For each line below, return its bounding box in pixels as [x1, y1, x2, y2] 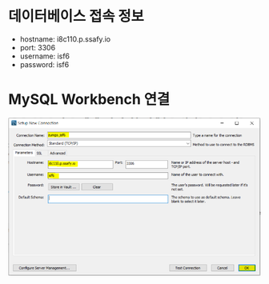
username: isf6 [19, 51, 70, 61]
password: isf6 [19, 59, 70, 69]
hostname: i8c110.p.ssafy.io [19, 34, 110, 44]
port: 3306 [19, 42, 56, 52]
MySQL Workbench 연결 [8, 90, 171, 109]
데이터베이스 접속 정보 [8, 7, 144, 26]
